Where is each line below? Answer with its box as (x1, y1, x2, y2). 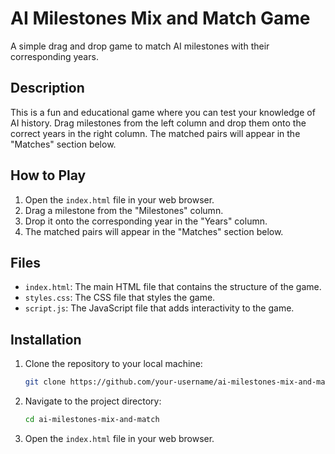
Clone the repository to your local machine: (24, 358, 203, 370)
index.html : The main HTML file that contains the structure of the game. (24, 281, 322, 293)
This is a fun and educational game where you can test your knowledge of (10, 106, 316, 118)
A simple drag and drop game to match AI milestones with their (10, 40, 270, 52)
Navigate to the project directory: (24, 395, 162, 407)
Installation (10, 331, 82, 348)
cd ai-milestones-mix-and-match (24, 415, 160, 425)
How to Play (10, 167, 87, 184)
